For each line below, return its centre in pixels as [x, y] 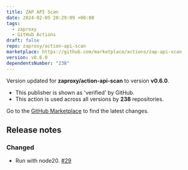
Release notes [34, 130]
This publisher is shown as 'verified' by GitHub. [75, 92]
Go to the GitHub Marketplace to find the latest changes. [77, 111]
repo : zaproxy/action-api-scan [46, 46]
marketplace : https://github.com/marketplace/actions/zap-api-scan [94, 52]
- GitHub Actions [34, 35]
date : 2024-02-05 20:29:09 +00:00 [51, 18]
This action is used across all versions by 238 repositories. [89, 99]
